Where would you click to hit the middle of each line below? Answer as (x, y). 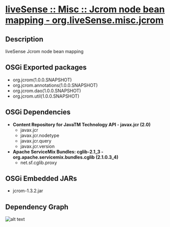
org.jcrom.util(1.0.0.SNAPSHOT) (46, 96)
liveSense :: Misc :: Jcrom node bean (85, 9)
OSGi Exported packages (46, 67)
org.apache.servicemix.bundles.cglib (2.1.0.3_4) (66, 157)
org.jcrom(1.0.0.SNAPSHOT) (42, 80)
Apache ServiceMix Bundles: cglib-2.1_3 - (58, 151)
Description (24, 39)
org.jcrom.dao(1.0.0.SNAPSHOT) (47, 90)
